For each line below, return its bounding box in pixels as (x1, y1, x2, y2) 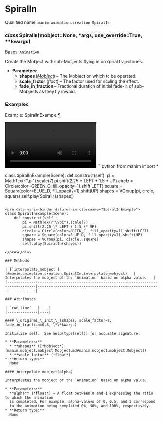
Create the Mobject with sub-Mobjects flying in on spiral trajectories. (5, 59, 144, 64)
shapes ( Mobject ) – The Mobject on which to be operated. (19, 73, 137, 79)
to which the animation (5, 395, 54, 400)
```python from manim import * (97, 163, 159, 169)
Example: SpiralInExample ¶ (5, 112, 61, 118)
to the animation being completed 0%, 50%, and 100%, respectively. (9, 403, 151, 408)
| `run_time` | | (5, 305, 51, 310)
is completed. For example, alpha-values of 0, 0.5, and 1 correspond (9, 399, 156, 404)
